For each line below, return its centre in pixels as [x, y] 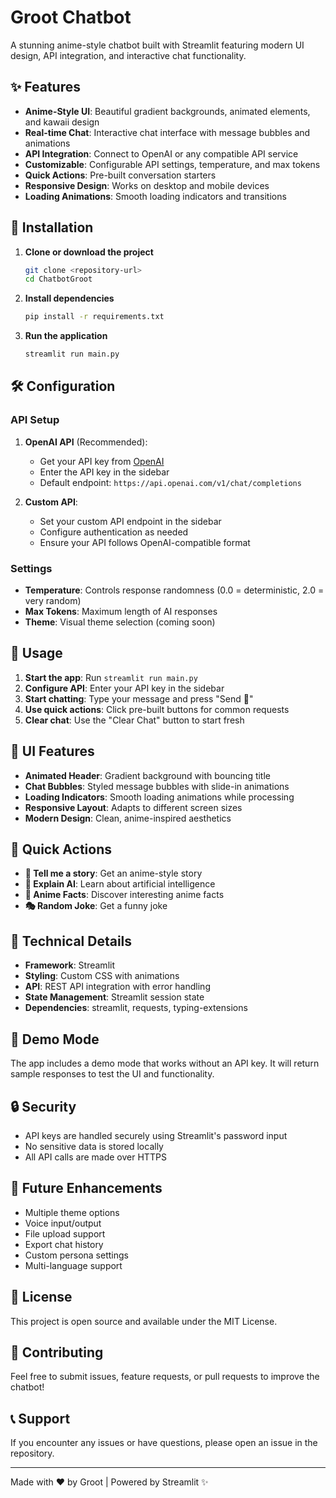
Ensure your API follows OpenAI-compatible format [145, 542]
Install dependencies [69, 298]
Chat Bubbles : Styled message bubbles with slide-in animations [157, 786]
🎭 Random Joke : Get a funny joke [96, 906]
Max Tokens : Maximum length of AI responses [121, 612]
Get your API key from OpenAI [102, 461]
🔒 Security [43, 1106]
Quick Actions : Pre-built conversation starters [120, 175]
